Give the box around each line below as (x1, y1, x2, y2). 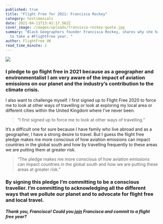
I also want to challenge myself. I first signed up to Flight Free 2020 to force (5, 97, 156, 103)
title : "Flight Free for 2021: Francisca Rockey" (5, 12, 108, 16)
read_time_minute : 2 (5, 43, 47, 48)
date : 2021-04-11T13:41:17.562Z (5, 20, 71, 26)
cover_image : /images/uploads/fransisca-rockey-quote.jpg (5, 25, 125, 30)
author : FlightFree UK (5, 39, 51, 44)
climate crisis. (5, 86, 40, 93)
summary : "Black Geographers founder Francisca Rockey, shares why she (5, 30, 153, 34)
